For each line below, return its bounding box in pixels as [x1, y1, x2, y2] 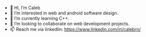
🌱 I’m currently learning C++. [9, 15, 70, 21]
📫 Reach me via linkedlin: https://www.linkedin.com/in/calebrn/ [9, 26, 141, 32]
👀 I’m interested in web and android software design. [9, 10, 119, 16]
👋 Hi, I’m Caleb [9, 5, 41, 10]
